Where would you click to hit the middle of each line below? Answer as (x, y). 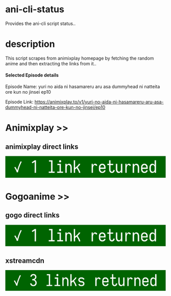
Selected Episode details (32, 75)
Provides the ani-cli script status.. (40, 23)
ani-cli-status (35, 9)
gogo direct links (33, 215)
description (30, 44)
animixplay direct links (42, 146)
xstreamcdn (25, 261)
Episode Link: (20, 102)
